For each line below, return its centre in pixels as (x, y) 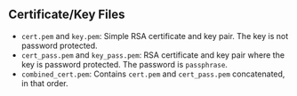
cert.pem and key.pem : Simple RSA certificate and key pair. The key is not (155, 36)
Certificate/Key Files (67, 15)
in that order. (44, 83)
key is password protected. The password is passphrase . (124, 64)
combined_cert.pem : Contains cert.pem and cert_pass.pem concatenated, (153, 74)
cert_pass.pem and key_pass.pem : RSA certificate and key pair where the (153, 55)
